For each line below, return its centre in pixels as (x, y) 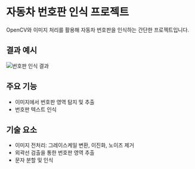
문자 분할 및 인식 (34, 160)
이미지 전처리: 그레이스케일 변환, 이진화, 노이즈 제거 (74, 145)
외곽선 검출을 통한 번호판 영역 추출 (55, 153)
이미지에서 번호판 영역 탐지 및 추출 (55, 102)
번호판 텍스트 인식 (35, 109)
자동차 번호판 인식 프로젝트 (68, 12)
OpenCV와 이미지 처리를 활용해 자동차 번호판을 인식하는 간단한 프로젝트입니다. (98, 30)
